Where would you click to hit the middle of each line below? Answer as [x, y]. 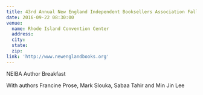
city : [19, 40]
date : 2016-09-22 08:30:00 [40, 17]
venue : [14, 23]
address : [23, 34]
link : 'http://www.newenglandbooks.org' [58, 57]
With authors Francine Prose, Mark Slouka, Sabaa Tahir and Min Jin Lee [95, 85]
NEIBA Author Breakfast [36, 73]
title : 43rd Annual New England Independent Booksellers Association [96, 12]
